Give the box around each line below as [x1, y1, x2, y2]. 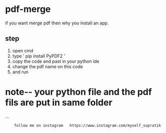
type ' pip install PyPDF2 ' [12, 53, 66, 59]
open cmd [12, 47, 33, 53]
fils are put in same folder [5, 97, 113, 108]
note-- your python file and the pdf [5, 86, 152, 98]
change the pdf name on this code [12, 63, 83, 69]
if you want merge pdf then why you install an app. [5, 20, 109, 26]
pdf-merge [5, 3, 51, 15]
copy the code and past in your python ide [12, 58, 99, 64]
